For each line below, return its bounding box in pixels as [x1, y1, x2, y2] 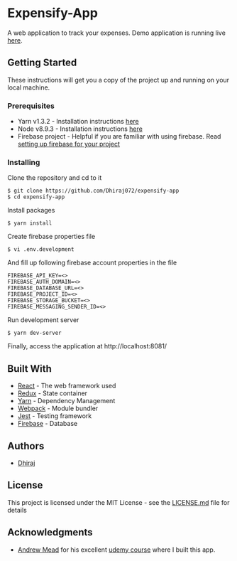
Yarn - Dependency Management [17, 397, 116, 405]
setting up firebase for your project [17, 140, 121, 149]
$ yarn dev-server [7, 329, 62, 337]
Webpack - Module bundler [17, 404, 99, 413]
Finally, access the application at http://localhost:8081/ [7, 342, 167, 351]
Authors [7, 439, 45, 452]
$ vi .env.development [7, 246, 75, 253]
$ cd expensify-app [7, 193, 65, 201]
